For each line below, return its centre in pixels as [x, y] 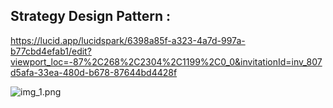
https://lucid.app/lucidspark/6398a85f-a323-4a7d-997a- [128, 40]
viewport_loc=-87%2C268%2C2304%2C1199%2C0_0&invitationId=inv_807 [166, 61]
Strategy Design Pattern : [90, 16]
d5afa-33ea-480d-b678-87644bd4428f [94, 72]
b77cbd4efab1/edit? [51, 51]
